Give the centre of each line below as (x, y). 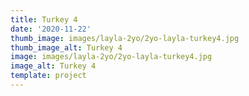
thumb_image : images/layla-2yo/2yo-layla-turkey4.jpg (125, 38)
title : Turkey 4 (44, 19)
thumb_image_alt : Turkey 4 (66, 47)
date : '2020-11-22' (51, 29)
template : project (48, 76)
